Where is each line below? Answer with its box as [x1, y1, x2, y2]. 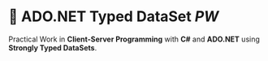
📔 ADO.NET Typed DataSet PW [8, 7, 219, 26]
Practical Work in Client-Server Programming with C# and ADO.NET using [8, 34, 260, 44]
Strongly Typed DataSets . [8, 42, 97, 52]
